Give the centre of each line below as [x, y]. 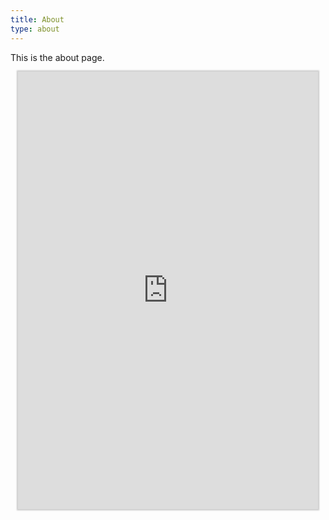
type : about [35, 29]
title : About [37, 19]
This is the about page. [57, 57]
